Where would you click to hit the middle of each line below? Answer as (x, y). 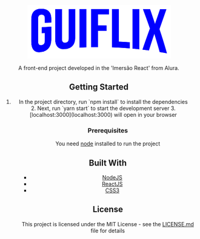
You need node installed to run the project (108, 144)
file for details (108, 230)
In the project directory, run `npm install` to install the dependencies (103, 102)
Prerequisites (108, 130)
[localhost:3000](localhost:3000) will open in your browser (103, 114)
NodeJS (112, 177)
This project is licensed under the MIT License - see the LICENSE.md (108, 224)
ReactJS (112, 184)
